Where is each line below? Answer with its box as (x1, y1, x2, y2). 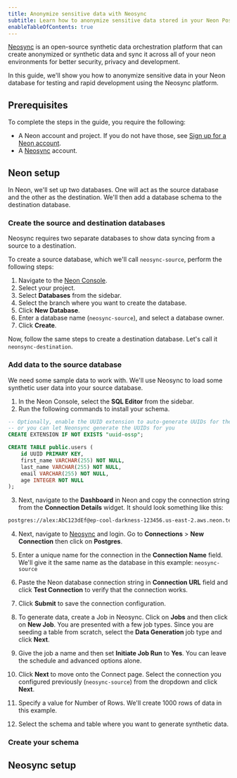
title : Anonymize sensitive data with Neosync (8, 10, 147, 18)
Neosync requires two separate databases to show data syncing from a (8, 234, 215, 243)
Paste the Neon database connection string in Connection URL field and (18, 578, 228, 586)
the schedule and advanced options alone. (18, 656, 142, 665)
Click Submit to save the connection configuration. (18, 599, 166, 608)
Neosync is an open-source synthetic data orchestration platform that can (8, 43, 223, 51)
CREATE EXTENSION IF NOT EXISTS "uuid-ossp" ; (8, 431, 143, 439)
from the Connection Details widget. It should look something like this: (18, 503, 224, 512)
